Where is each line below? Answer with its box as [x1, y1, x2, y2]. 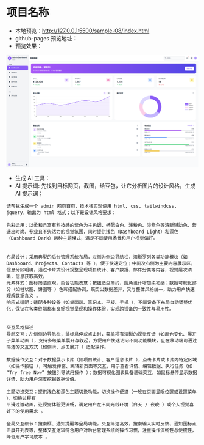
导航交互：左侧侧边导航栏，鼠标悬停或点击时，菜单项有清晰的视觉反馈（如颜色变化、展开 [6, 331, 197, 337]
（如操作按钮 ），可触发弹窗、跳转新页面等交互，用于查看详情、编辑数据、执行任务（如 [6, 363, 193, 369]
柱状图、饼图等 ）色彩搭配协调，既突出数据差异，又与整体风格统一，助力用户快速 [19, 286, 195, 292]
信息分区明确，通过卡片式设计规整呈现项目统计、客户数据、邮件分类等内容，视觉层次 [6, 267, 188, 273]
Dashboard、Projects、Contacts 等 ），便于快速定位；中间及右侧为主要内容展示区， [6, 260, 196, 267]
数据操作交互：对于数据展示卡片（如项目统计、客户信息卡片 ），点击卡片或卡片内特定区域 [6, 356, 197, 362]
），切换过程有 [6, 395, 37, 401]
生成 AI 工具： [15, 174, 51, 182]
